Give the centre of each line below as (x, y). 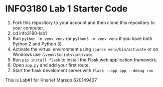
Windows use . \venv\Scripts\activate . (53, 54)
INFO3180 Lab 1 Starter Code (66, 9)
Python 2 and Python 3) (37, 43)
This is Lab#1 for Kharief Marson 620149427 (51, 80)
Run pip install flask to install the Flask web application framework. (85, 59)
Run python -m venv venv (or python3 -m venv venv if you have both (83, 38)
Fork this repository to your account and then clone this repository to (84, 22)
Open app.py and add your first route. (51, 65)
